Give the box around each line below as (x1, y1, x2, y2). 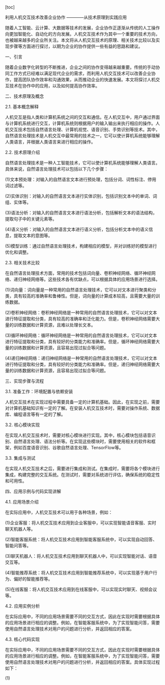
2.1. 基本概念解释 (5, 104, 39, 109)
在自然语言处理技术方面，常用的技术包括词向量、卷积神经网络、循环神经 (5, 270, 151, 276)
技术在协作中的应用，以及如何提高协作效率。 (9, 83, 100, 88)
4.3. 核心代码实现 (5, 636, 40, 642)
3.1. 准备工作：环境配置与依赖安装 (5, 389, 73, 394)
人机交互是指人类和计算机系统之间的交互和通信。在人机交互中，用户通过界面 (5, 114, 160, 120)
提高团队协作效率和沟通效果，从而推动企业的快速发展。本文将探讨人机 (13, 76, 156, 82)
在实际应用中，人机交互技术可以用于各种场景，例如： (5, 509, 113, 515)
